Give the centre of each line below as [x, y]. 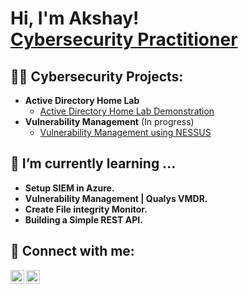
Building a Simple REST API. [83, 219]
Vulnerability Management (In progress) [109, 121]
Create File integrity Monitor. [86, 209]
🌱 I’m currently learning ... [93, 163]
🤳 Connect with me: [72, 251]
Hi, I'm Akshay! [75, 18]
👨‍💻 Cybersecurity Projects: [97, 76]
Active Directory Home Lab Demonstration [127, 111]
